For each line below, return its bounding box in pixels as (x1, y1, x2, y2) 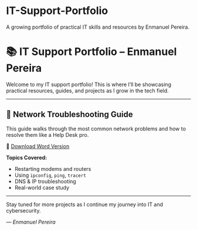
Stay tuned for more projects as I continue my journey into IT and (6, 201, 163, 208)
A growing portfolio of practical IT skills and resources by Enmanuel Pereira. (6, 23, 189, 30)
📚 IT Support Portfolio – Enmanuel (6, 45, 177, 59)
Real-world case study (14, 184, 69, 191)
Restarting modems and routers (14, 165, 91, 172)
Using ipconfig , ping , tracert (14, 171, 86, 178)
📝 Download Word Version (6, 142, 70, 150)
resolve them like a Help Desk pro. (6, 131, 89, 138)
